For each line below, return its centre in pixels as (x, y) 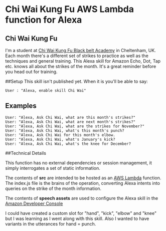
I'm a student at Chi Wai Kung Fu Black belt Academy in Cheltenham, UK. (81, 50)
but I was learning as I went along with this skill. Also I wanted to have (77, 218)
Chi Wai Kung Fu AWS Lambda (70, 9)
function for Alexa (44, 20)
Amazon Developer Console (34, 203)
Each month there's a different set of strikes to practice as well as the (77, 56)
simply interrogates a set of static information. (53, 168)
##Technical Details (26, 153)
